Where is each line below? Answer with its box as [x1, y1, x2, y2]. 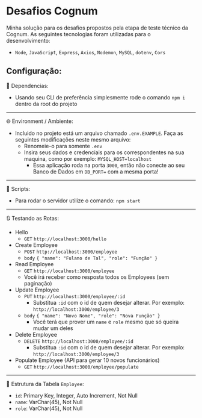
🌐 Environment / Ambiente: [6, 117, 73, 125]
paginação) [23, 279, 52, 287]
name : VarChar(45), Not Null [14, 398, 83, 405]
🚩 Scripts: [6, 185, 31, 192]
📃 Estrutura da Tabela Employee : [6, 380, 84, 387]
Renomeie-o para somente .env [23, 142, 103, 149]
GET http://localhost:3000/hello [23, 236, 107, 242]
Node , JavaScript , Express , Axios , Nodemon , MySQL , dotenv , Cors [14, 48, 166, 55]
